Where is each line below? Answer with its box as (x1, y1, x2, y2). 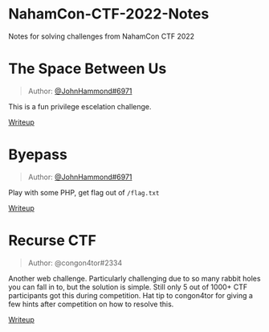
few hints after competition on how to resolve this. (8, 299, 174, 309)
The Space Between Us (8, 59, 167, 78)
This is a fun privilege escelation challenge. (8, 101, 152, 111)
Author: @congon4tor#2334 (27, 258, 123, 268)
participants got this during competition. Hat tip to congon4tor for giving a (8, 290, 253, 300)
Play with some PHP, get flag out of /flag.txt (8, 187, 160, 197)
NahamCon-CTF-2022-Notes (8, 5, 210, 23)
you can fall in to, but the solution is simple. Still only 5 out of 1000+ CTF (8, 282, 248, 292)
